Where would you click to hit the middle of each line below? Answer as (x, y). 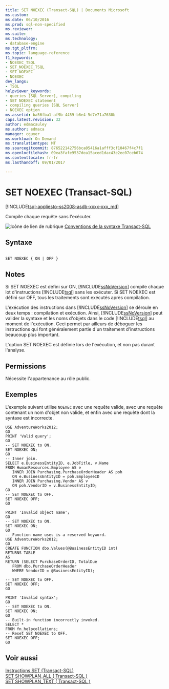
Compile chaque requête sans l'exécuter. (49, 216)
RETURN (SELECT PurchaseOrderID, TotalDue (51, 561)
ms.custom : (17, 15)
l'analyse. (15, 350)
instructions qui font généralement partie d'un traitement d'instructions (80, 329)
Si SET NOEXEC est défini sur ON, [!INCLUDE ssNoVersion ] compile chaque (85, 287)
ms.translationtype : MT (31, 143)
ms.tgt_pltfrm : (22, 48)
